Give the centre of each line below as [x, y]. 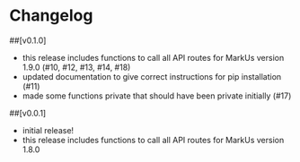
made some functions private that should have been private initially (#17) [157, 96]
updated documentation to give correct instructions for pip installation [152, 76]
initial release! [48, 130]
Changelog [51, 16]
